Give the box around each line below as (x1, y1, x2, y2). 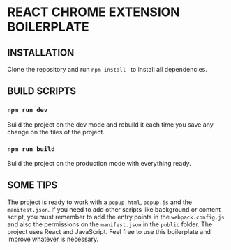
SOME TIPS (7, 179, 58, 192)
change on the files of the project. (7, 127, 105, 136)
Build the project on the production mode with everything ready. (7, 159, 192, 167)
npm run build (7, 145, 55, 153)
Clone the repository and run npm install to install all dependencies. (7, 65, 208, 73)
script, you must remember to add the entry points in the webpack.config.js (7, 212, 225, 221)
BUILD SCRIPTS (7, 85, 77, 97)
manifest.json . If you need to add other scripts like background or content (7, 205, 221, 213)
